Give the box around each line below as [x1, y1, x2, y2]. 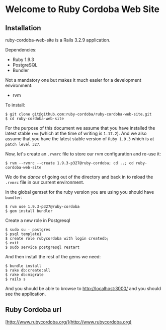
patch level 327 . [5, 141, 41, 147]
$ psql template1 [5, 232, 42, 237]
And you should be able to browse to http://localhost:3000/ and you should [5, 286, 161, 291]
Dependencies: [5, 47, 37, 52]
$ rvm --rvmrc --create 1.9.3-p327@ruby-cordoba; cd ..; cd [5, 160, 134, 166]
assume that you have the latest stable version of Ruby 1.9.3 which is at [5, 136, 154, 142]
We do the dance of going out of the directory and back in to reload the [5, 174, 153, 180]
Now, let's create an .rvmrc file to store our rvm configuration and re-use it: [5, 151, 161, 157]
